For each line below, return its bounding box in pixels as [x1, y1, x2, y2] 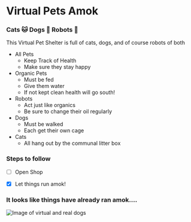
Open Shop [14, 168, 43, 175]
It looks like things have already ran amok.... [6, 196, 138, 204]
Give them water [23, 83, 65, 90]
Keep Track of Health [23, 57, 77, 64]
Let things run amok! [14, 180, 66, 187]
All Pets [14, 51, 34, 58]
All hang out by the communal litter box [23, 139, 121, 147]
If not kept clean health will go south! [23, 89, 116, 96]
